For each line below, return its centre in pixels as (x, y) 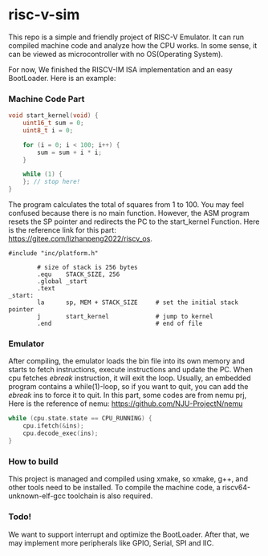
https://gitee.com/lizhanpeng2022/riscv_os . (80, 239)
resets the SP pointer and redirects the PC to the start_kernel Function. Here (134, 221)
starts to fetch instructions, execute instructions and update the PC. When (131, 370)
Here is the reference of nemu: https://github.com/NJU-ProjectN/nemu (126, 404)
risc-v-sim (44, 15)
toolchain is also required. (110, 496)
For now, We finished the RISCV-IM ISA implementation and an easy (120, 69)
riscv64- (236, 488)
